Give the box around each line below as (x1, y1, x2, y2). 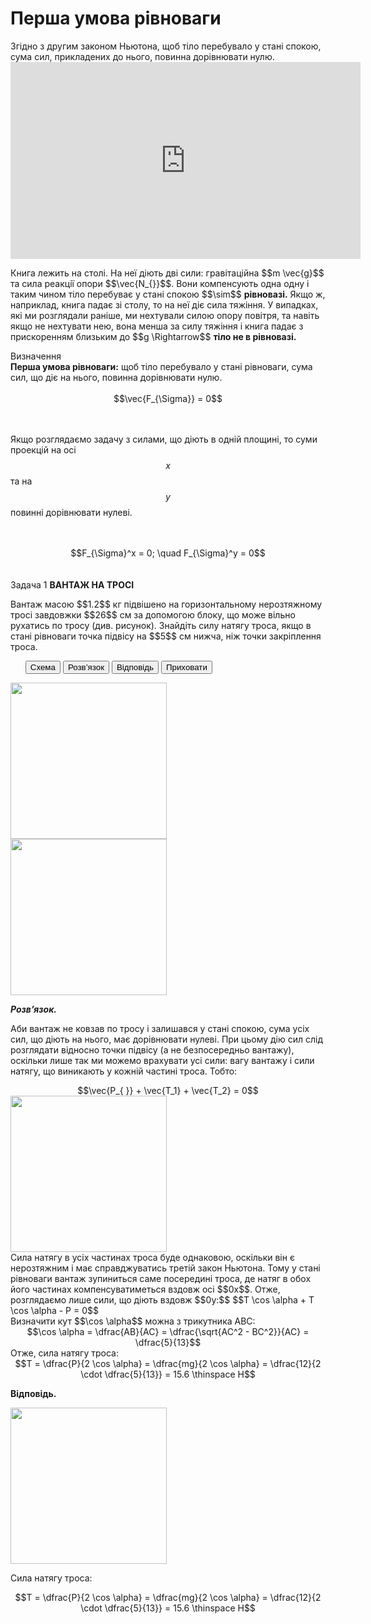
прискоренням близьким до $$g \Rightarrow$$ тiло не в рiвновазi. (10, 330, 297, 342)
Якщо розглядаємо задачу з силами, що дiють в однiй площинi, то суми (10, 433, 318, 445)
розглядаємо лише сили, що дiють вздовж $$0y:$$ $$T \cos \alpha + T (10, 1293, 315, 1306)
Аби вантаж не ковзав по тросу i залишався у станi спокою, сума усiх (10, 1022, 310, 1034)
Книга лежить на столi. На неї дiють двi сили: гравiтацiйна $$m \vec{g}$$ (10, 267, 325, 279)
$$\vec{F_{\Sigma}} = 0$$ (113, 392, 223, 404)
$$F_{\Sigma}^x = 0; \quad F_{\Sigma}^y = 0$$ (70, 547, 266, 559)
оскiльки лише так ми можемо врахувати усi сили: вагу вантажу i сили (10, 1054, 315, 1066)
